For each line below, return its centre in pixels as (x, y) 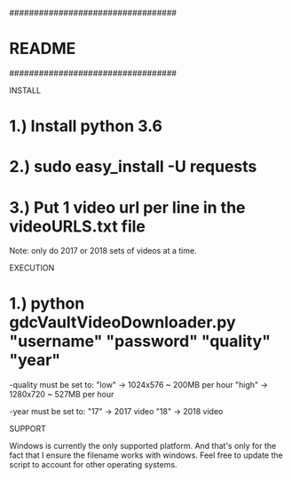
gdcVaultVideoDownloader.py (123, 322)
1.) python (47, 304)
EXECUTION (32, 268)
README (43, 49)
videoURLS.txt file (78, 226)
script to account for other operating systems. (93, 465)
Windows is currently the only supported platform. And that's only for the (143, 446)
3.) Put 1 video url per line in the (127, 207)
